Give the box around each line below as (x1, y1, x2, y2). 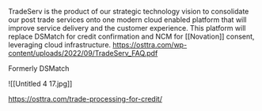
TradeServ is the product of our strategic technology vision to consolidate (8, 7, 249, 16)
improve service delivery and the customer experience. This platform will (8, 24, 246, 32)
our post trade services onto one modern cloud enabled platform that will (8, 15, 247, 24)
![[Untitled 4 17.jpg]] (8, 79, 73, 88)
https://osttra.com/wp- (112, 40, 188, 50)
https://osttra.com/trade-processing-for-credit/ (8, 94, 162, 103)
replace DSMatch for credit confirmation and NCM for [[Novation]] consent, (8, 31, 255, 41)
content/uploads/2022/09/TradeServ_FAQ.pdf (8, 49, 158, 57)
